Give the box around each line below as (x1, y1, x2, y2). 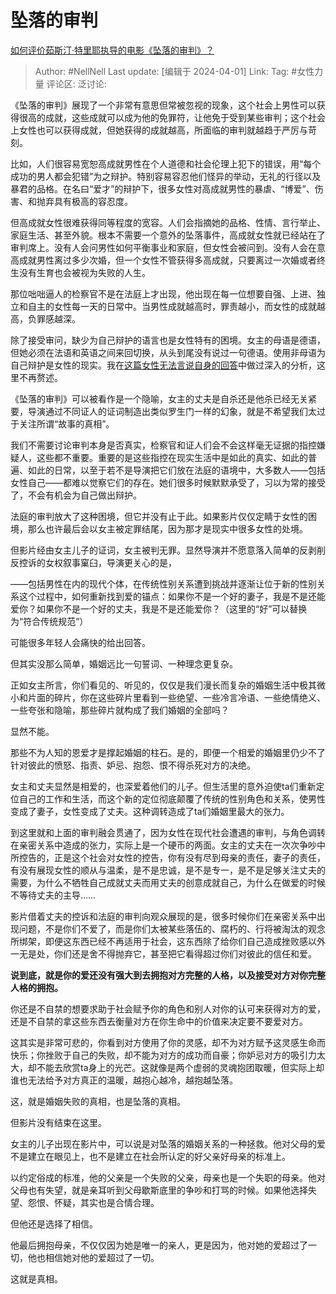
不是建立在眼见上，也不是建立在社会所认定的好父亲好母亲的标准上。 (10, 1150, 291, 1162)
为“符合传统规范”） (10, 615, 89, 627)
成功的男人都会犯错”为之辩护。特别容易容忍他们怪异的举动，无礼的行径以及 (10, 170, 322, 182)
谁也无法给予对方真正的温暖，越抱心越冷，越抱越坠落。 (10, 1074, 238, 1086)
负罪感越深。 (27, 312, 81, 325)
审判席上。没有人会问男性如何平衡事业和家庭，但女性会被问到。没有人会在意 (10, 241, 326, 253)
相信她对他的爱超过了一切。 (44, 1251, 160, 1263)
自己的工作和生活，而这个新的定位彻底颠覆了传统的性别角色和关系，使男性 (18, 792, 326, 805)
